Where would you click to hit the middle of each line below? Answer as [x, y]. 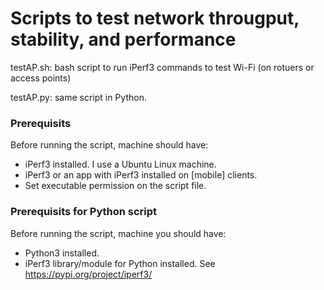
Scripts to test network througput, [155, 18]
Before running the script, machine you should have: [118, 233]
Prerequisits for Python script [84, 212]
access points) [41, 78]
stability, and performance [123, 39]
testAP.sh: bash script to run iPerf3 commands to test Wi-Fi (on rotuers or [162, 67]
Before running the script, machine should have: [109, 145]
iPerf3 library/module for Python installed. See [120, 263]
